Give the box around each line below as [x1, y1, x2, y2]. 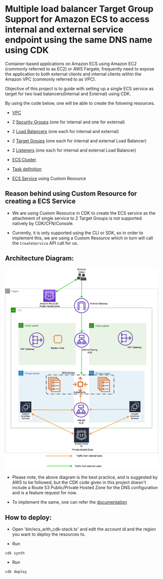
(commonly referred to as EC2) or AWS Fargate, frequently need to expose [5, 66, 154, 71]
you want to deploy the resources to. [12, 531, 86, 537]
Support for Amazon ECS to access [5, 14, 149, 25]
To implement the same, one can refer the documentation [12, 499, 128, 505]
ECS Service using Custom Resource [12, 175, 86, 181]
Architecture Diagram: [5, 254, 74, 263]
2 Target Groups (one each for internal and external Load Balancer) [12, 137, 147, 144]
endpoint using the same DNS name [5, 34, 153, 46]
